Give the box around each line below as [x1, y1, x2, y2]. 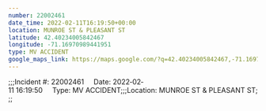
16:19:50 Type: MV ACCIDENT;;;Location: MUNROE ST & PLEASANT [15, 85, 245, 94]
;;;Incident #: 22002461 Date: [8, 76, 112, 87]
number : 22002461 [8, 11, 66, 20]
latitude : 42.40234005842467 [8, 33, 104, 42]
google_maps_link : [8, 56, 69, 64]
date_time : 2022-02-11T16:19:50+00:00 [8, 19, 136, 27]
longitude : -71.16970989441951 [8, 41, 112, 49]
